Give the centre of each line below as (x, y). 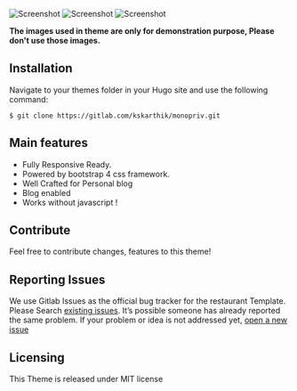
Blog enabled (46, 192)
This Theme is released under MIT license (86, 379)
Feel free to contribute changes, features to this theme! (110, 252)
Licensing (37, 358)
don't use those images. (55, 41)
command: (29, 99)
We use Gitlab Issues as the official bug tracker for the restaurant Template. (148, 301)
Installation (41, 68)
